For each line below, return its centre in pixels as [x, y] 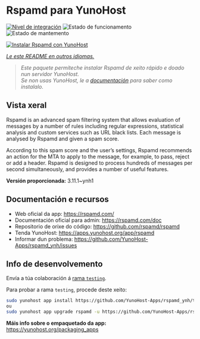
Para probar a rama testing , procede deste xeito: [67, 290]
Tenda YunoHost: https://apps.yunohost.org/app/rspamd [85, 233]
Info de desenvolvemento [54, 264]
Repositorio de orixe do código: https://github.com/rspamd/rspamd [97, 226]
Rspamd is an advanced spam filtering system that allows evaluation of [93, 120]
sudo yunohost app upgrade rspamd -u [53, 312]
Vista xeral [26, 106]
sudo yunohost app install [40, 301]
